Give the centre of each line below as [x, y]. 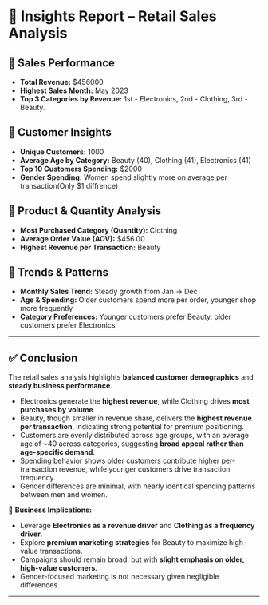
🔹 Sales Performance [62, 63]
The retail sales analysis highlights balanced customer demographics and [131, 377]
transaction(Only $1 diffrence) [69, 185]
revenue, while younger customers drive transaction [144, 469]
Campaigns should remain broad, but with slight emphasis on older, [132, 559]
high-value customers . [59, 568]
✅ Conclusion [43, 358]
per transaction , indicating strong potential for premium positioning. [132, 427]
